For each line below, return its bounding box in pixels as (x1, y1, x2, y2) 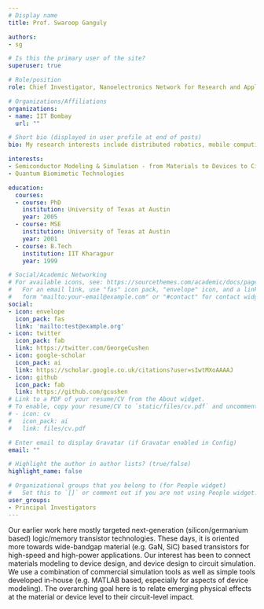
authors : (8, 33, 37, 41)
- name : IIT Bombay (8, 112, 72, 120)
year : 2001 (22, 235, 58, 243)
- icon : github (8, 373, 58, 381)
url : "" (15, 119, 41, 127)
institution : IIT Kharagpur (22, 249, 114, 258)
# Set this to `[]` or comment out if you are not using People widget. (8, 489, 258, 497)
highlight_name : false (8, 468, 82, 475)
